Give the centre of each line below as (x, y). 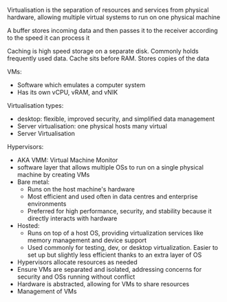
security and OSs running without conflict (76, 277)
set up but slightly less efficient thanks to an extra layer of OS (115, 255)
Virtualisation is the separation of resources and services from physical (108, 10)
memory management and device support (87, 240)
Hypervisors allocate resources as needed (77, 262)
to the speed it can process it (48, 38)
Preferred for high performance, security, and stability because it (119, 211)
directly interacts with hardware (72, 218)
